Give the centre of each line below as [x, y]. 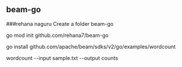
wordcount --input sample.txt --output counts [62, 58]
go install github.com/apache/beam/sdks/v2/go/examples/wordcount [91, 46]
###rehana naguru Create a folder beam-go [60, 24]
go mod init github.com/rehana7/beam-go [57, 35]
